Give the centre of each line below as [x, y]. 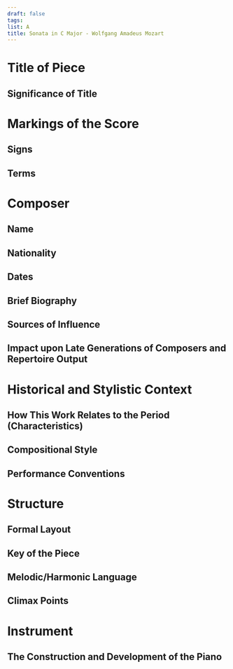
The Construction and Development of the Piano [115, 657]
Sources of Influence [54, 324]
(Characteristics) [45, 426]
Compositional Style [52, 450]
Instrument [40, 631]
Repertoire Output [48, 359]
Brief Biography [42, 301]
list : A [19, 27]
